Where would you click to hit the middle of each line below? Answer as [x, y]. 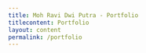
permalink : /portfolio [45, 37]
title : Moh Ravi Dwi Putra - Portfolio [73, 15]
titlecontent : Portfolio [49, 23]
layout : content [35, 30]
